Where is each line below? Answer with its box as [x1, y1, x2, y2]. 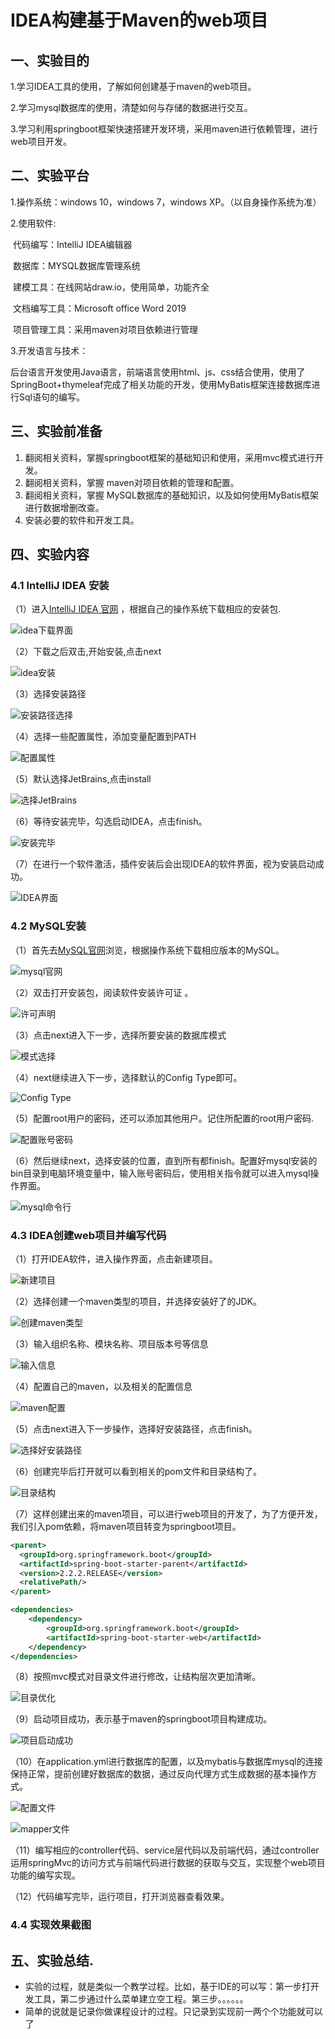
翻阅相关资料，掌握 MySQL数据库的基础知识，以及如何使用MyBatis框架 [24, 489, 319, 501]
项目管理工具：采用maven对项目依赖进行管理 [12, 323, 198, 335]
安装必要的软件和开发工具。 [24, 514, 140, 526]
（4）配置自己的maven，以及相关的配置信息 [10, 1380, 193, 1392]
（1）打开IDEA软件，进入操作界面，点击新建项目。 [10, 1252, 218, 1265]
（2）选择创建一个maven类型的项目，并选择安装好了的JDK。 [10, 1295, 262, 1307]
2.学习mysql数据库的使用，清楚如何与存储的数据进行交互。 [10, 102, 253, 113]
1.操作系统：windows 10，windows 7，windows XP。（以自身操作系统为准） [10, 196, 322, 208]
